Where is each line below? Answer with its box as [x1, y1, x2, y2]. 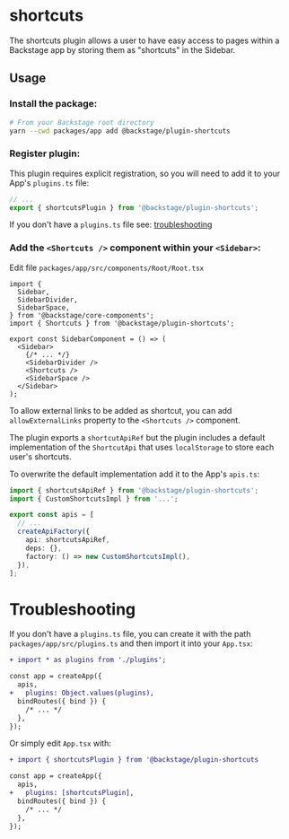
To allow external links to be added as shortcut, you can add [9, 405, 232, 415]
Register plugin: [9, 147, 81, 160]
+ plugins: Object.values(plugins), [9, 688, 154, 698]
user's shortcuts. [9, 450, 72, 462]
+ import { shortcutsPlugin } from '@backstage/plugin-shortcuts [9, 756, 258, 765]
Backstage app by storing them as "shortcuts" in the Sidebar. [9, 44, 236, 55]
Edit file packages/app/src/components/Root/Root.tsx [9, 262, 205, 273]
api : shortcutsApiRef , [25, 536, 110, 545]
